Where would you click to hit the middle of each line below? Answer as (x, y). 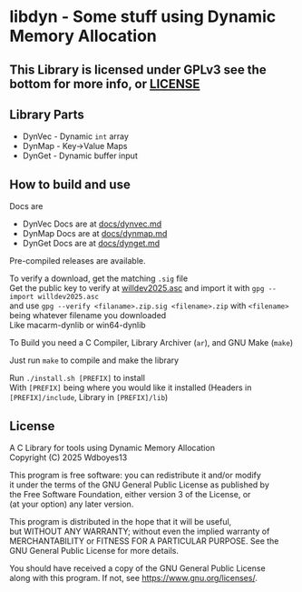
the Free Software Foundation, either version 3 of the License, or (130, 495)
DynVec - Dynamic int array (76, 136)
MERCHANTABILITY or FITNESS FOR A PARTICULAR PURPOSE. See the (144, 541)
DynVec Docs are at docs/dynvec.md (92, 224)
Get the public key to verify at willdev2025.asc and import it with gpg (137, 288)
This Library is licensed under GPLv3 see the (138, 70)
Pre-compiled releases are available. (78, 261)
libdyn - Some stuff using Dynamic (143, 17)
